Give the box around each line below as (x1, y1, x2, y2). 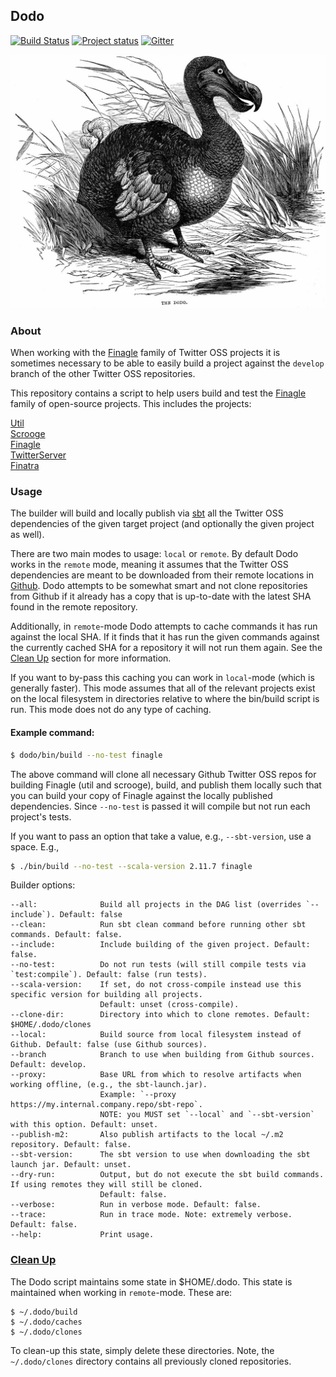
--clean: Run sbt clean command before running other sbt (10, 920, 307, 930)
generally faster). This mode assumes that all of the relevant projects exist (10, 682, 316, 694)
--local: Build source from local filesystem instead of (10, 1030, 302, 1040)
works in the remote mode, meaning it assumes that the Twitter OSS (10, 559, 289, 571)
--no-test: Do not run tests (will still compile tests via (10, 960, 307, 970)
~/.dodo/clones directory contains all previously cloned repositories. (10, 1355, 292, 1367)
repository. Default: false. (10, 1140, 132, 1150)
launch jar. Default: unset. (10, 1160, 132, 1170)
